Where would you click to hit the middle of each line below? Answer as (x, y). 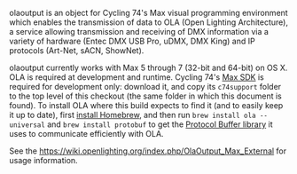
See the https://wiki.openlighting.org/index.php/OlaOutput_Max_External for (148, 151)
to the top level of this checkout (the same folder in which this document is (145, 96)
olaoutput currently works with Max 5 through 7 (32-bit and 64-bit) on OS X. (148, 67)
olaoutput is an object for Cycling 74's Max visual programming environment (148, 13)
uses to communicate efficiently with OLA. (86, 134)
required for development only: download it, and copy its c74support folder (145, 87)
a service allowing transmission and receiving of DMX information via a (139, 32)
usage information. (43, 160)
